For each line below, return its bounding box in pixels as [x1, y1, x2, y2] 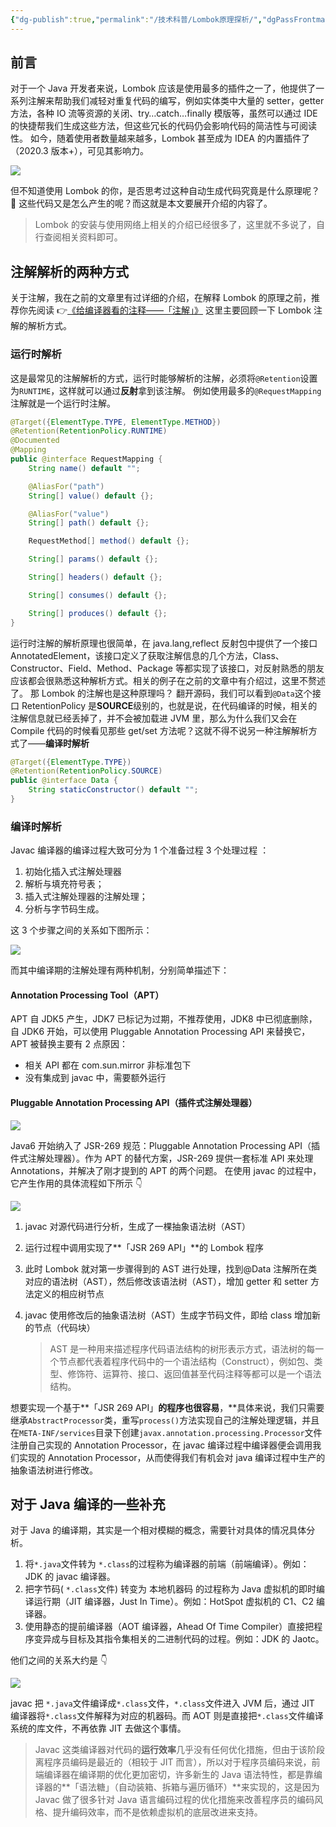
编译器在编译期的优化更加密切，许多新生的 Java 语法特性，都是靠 [43, 1769, 314, 1781]
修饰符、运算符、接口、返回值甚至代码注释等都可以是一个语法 [67, 1367, 322, 1380]
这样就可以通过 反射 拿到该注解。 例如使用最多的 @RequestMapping [59, 384, 322, 396]
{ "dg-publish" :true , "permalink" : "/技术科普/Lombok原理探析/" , [10, 14, 263, 25]
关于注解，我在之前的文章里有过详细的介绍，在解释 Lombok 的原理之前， [10, 292, 312, 304]
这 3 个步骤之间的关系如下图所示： [10, 924, 153, 936]
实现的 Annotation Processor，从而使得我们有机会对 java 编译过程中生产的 [18, 1451, 326, 1463]
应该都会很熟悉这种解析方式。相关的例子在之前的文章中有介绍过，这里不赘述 [10, 674, 326, 686]
